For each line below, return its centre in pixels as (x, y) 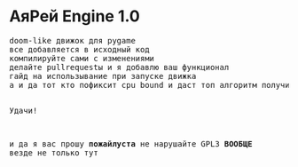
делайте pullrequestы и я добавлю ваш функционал (119, 67)
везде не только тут (54, 152)
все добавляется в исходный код (79, 49)
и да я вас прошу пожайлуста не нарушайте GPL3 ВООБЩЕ (131, 143)
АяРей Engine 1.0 (74, 16)
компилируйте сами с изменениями (82, 58)
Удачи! (24, 110)
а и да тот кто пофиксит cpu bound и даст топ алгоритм (133, 85)
